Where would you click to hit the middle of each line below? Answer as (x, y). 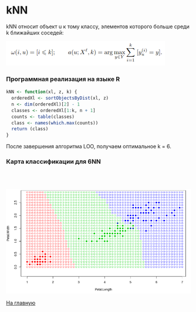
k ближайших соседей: (35, 32)
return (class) (30, 129)
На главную (21, 303)
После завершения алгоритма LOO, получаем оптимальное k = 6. (89, 147)
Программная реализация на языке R (63, 79)
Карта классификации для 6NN (53, 162)
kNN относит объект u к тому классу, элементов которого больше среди (98, 26)
